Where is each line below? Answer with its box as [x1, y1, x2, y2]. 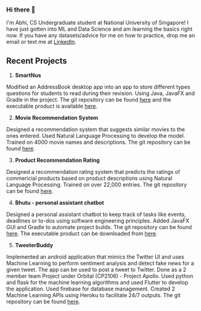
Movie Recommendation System [14, 114, 98, 122]
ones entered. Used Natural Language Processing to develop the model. [6, 132, 185, 140]
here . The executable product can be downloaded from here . [6, 230, 158, 237]
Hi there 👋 [6, 5, 36, 14]
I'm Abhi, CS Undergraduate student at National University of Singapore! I [6, 19, 189, 26]
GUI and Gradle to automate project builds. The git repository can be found [6, 224, 193, 231]
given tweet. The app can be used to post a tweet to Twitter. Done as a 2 [6, 266, 187, 273]
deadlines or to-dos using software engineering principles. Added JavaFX [6, 217, 190, 224]
